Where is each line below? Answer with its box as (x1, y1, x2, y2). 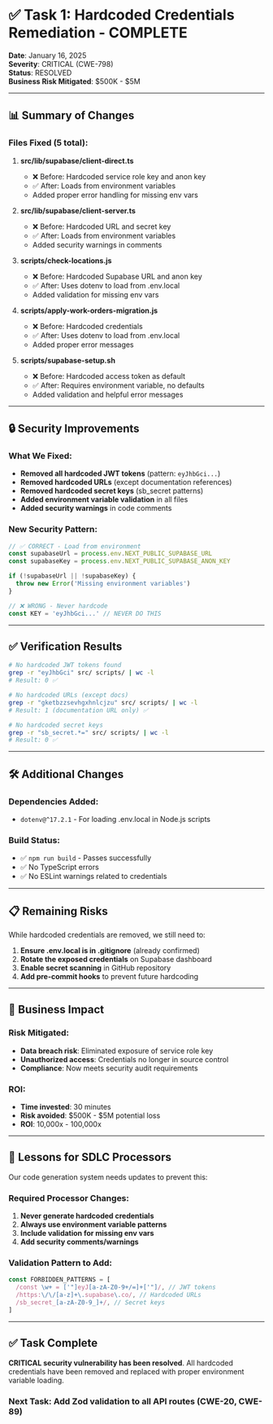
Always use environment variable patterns (19, 1220, 167, 1229)
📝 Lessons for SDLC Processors (8, 1150, 172, 1164)
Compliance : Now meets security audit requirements (19, 1063, 198, 1073)
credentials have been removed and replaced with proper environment (8, 1366, 245, 1376)
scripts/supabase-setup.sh (19, 355, 116, 365)
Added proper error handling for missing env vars (32, 190, 199, 200)
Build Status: (8, 834, 61, 846)
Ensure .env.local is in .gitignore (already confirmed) (19, 946, 201, 956)
